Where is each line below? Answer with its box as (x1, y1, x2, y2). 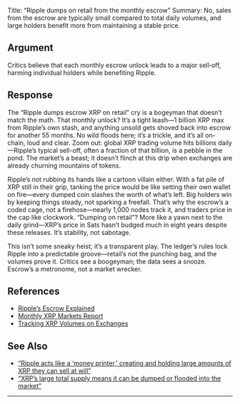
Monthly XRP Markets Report (17, 312, 104, 320)
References (7, 286, 60, 298)
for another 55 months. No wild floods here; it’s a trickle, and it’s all (7, 131, 204, 139)
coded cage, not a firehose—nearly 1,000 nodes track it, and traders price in (7, 205, 233, 213)
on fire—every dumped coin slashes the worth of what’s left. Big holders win (7, 190, 232, 198)
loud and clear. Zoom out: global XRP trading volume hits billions (26, 138, 216, 147)
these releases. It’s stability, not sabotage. (7, 228, 131, 236)
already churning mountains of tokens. (7, 161, 121, 170)
